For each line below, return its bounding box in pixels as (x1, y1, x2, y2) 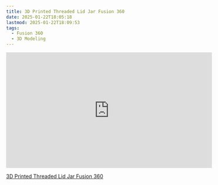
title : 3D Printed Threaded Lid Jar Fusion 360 (6, 8, 125, 15)
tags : (6, 25, 19, 31)
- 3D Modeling (11, 36, 46, 42)
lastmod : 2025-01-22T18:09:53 (6, 19, 81, 25)
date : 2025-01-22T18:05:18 (6, 14, 72, 20)
